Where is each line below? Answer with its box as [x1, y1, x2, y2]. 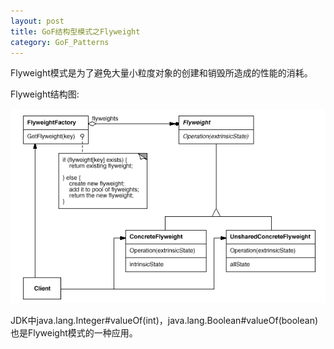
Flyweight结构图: [10, 88, 80, 100]
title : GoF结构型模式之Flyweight [10, 26, 141, 37]
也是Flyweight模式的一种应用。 [10, 327, 138, 339]
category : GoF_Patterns [10, 37, 110, 47]
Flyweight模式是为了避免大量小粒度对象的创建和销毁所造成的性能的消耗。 [10, 67, 313, 79]
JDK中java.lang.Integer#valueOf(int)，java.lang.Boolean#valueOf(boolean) [10, 315, 319, 327]
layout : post [10, 16, 65, 26]
